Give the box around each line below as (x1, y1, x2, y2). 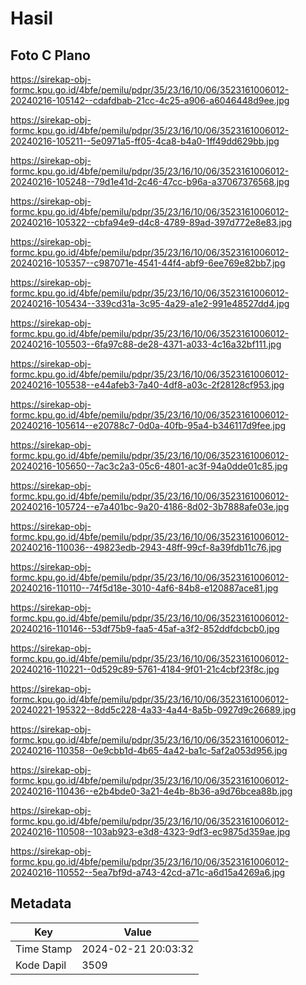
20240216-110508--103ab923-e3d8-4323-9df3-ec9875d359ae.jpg (10, 826, 291, 837)
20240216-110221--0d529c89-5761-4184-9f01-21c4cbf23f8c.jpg (10, 663, 280, 675)
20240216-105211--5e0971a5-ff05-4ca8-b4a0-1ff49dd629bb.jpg (10, 135, 280, 147)
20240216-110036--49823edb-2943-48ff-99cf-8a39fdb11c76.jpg (10, 542, 282, 553)
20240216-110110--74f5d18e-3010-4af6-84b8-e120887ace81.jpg (10, 582, 279, 594)
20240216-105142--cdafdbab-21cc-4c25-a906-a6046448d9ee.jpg (10, 95, 290, 106)
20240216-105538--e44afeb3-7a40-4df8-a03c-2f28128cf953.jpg (10, 379, 285, 391)
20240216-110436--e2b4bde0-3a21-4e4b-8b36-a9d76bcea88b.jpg (10, 785, 293, 797)
